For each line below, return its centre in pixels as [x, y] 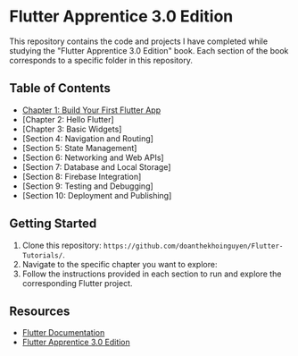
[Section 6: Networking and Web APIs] [93, 157]
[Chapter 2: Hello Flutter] [68, 119]
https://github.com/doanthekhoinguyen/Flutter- [193, 246]
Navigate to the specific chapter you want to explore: [120, 264]
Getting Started [53, 224]
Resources [40, 311]
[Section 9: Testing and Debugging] [87, 186]
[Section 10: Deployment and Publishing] [97, 195]
